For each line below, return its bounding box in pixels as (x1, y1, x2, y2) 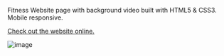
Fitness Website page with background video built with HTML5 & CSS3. (7, 6, 217, 14)
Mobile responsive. (7, 13, 63, 22)
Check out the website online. (7, 27, 95, 35)
